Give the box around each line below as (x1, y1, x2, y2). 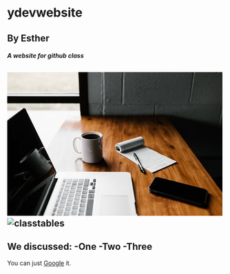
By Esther (7, 32, 50, 44)
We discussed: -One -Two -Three (7, 240, 153, 253)
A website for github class (7, 52, 84, 60)
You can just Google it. (7, 259, 72, 267)
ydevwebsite (7, 5, 83, 21)
